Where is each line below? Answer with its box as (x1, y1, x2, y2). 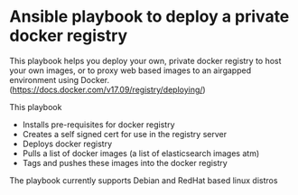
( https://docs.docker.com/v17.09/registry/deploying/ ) (9, 84, 206, 95)
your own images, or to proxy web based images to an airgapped (9, 65, 251, 76)
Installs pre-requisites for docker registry (22, 119, 175, 130)
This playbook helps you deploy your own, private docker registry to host (9, 55, 282, 66)
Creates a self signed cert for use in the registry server (22, 128, 228, 139)
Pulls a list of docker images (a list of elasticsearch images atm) (22, 147, 260, 159)
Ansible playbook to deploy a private (9, 6, 290, 27)
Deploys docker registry (22, 138, 113, 149)
